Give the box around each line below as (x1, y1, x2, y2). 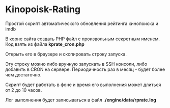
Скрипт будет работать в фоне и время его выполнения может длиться (5, 82, 161, 88)
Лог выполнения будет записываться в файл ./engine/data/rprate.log (5, 97, 156, 103)
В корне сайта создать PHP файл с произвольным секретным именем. (5, 36, 160, 42)
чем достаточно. (5, 71, 42, 77)
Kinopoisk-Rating (5, 4, 80, 15)
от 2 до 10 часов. (5, 87, 42, 93)
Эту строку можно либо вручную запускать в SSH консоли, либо (5, 61, 148, 67)
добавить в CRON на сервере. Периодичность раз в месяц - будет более (5, 66, 165, 72)
